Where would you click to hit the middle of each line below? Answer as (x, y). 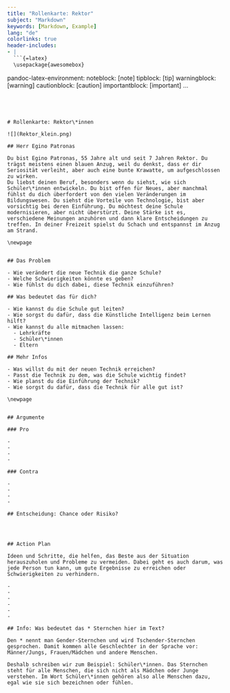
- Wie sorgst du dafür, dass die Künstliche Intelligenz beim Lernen (109, 315)
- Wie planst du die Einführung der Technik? (73, 381)
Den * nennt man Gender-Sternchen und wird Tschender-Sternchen (101, 640)
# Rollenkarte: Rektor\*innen (51, 122)
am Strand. (23, 230)
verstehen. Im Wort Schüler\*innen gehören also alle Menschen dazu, (109, 676)
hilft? (17, 321)
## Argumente (26, 417)
